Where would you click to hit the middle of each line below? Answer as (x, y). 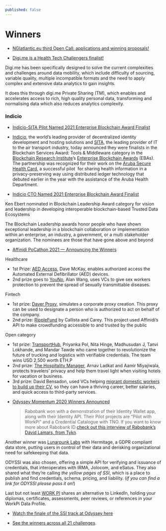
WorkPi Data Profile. (26, 504)
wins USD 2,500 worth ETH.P (42, 360)
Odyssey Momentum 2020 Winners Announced (61, 402)
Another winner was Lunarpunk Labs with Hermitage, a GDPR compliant (79, 442)
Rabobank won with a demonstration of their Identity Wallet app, (90, 411)
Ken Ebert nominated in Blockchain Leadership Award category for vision (80, 204)
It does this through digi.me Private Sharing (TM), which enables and (75, 93)
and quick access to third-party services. (54, 392)
